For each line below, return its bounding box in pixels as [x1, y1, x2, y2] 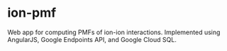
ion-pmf [7, 5, 57, 21]
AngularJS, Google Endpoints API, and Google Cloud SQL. [7, 35, 177, 43]
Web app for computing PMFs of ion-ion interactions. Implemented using [7, 28, 221, 36]
